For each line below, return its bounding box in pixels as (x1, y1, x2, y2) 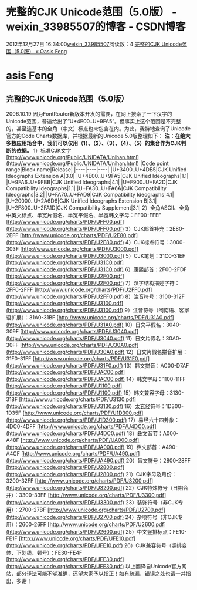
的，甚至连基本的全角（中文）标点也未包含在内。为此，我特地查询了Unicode (6, 124, 191, 132)
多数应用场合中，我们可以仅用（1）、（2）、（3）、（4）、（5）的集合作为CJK (6, 139, 181, 147)
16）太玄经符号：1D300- (124, 403, 184, 410)
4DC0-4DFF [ (6, 423, 39, 430)
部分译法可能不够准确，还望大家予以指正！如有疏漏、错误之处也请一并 (16, 570, 186, 577)
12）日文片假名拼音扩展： (125, 348, 188, 355)
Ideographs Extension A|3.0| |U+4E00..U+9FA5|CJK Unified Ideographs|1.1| (6, 172, 189, 179)
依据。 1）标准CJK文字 (16, 147, 72, 154)
